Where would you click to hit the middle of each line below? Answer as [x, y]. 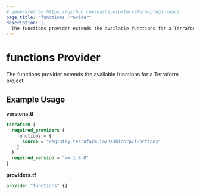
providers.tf [21, 175]
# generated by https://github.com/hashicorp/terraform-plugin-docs [93, 12]
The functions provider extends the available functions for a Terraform [93, 75]
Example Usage [36, 99]
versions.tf [20, 114]
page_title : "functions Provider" [49, 17]
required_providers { [38, 130]
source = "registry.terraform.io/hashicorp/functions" [91, 141]
